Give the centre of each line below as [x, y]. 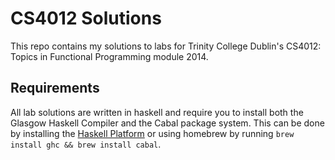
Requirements [55, 88]
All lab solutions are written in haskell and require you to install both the [157, 112]
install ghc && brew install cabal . [86, 144]
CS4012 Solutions [86, 18]
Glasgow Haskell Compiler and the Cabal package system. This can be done [167, 123]
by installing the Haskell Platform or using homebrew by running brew [152, 133]
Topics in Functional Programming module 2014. [109, 56]
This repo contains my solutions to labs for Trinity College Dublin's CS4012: [166, 46]
